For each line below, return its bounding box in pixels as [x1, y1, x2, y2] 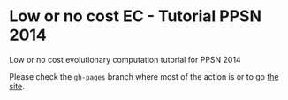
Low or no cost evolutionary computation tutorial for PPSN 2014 [9, 54, 241, 65]
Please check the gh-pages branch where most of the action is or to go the [9, 71, 279, 81]
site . [9, 81, 25, 91]
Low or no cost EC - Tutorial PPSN [9, 6, 262, 27]
